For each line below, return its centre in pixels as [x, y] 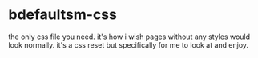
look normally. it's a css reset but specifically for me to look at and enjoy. [129, 44]
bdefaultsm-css [63, 15]
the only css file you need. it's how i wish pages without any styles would [129, 37]
